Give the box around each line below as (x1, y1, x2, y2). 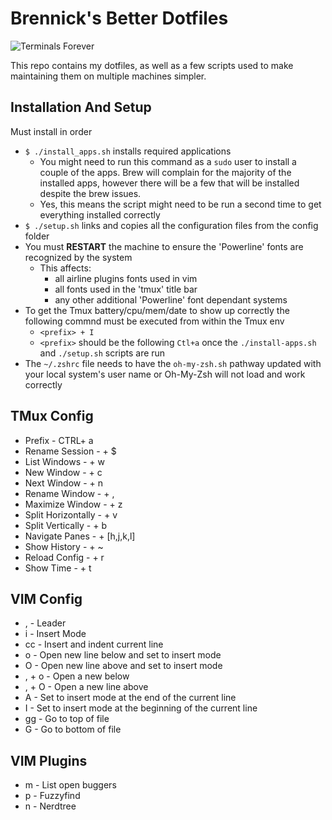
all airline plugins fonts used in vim (54, 272, 198, 284)
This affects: (39, 262, 92, 274)
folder (24, 230, 50, 242)
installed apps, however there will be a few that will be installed (39, 177, 300, 189)
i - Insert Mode (24, 628, 87, 640)
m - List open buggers (24, 779, 117, 791)
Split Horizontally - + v (24, 508, 118, 521)
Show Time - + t (24, 562, 92, 574)
